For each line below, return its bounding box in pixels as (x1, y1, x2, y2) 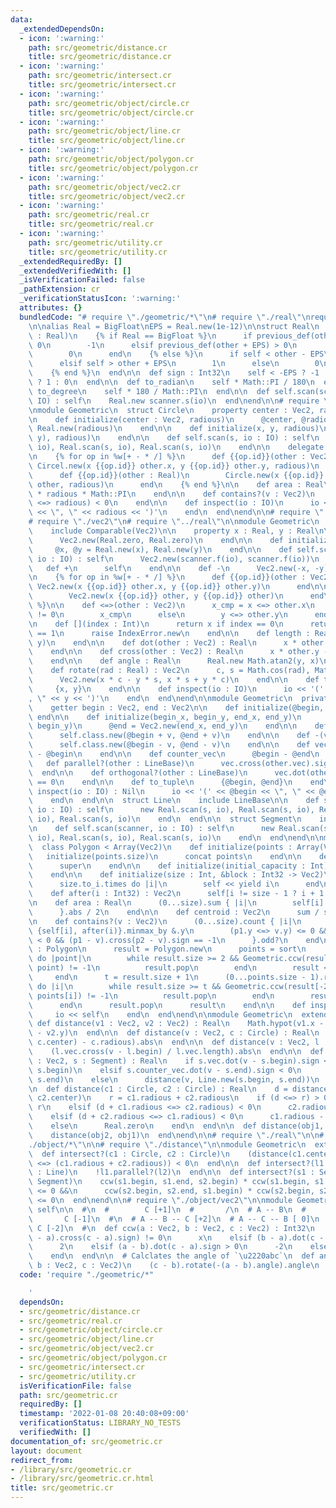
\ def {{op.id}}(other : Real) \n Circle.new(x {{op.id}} (28, 470, 325, 480)
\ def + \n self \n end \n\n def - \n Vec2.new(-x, (28, 563, 311, 573)
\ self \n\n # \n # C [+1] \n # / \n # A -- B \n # (28, 1204, 307, 1215)
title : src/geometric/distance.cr (28, 52, 172, 62)
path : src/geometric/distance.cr (28, 42, 168, 53)
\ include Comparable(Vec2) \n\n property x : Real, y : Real (28, 526, 315, 536)
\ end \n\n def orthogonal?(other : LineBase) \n (28, 767, 248, 778)
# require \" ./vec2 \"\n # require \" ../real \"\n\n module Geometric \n (28, 517, 320, 527)
